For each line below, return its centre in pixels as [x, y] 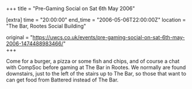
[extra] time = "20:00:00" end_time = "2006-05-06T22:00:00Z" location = [96, 20]
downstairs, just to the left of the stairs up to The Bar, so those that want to [96, 73]
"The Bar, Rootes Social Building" [46, 26]
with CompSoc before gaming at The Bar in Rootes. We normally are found [96, 67]
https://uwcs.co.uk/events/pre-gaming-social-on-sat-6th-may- [109, 37]
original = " [20, 37]
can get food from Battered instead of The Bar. [62, 80]
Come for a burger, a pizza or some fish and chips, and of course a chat [93, 61]
